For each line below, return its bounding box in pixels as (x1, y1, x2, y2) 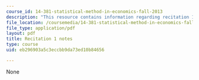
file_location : (6, 19, 44, 25)
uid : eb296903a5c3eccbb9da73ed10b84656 (6, 47, 105, 53)
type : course (6, 42, 38, 48)
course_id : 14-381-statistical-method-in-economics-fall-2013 (6, 8, 163, 15)
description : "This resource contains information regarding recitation (6, 14, 190, 20)
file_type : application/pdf (6, 25, 76, 31)
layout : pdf (6, 31, 36, 36)
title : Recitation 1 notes (6, 36, 73, 42)
